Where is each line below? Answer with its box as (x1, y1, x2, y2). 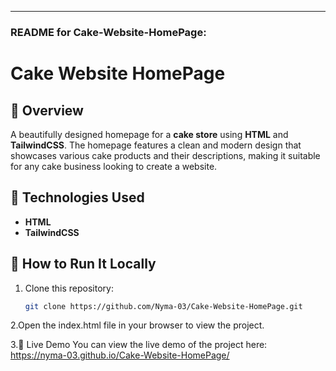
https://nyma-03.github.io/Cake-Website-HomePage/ (10, 349, 230, 361)
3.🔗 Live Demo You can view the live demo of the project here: (10, 339, 268, 351)
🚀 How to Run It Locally (10, 256, 157, 273)
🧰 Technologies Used (10, 189, 145, 206)
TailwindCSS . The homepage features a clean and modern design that (10, 139, 302, 151)
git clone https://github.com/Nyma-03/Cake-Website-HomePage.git (24, 301, 303, 311)
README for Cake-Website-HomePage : (10, 25, 207, 39)
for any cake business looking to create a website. (10, 160, 218, 172)
